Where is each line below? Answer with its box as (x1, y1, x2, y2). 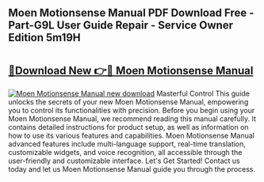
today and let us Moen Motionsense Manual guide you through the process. (8, 165, 256, 173)
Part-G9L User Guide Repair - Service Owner (8, 19, 234, 32)
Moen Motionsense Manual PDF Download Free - (8, 6, 254, 20)
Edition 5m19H (8, 31, 81, 44)
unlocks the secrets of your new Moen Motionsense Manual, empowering (8, 97, 249, 106)
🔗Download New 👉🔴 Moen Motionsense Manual (8, 63, 254, 78)
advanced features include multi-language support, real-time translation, (8, 139, 246, 149)
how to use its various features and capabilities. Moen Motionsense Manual (8, 131, 255, 140)
